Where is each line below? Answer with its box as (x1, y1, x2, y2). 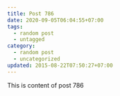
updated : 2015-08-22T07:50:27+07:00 (7, 62, 113, 69)
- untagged (13, 36, 45, 43)
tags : (7, 23, 23, 30)
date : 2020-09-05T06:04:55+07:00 (7, 17, 104, 24)
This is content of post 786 (7, 81, 85, 89)
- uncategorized (13, 56, 60, 63)
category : (7, 42, 36, 49)
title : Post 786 (7, 10, 54, 17)
